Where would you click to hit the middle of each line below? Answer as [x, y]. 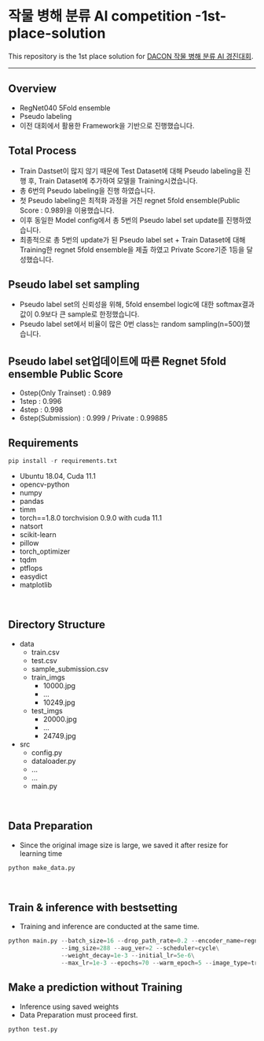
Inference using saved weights [69, 1006]
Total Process [42, 151]
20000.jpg [60, 719]
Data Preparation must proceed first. [79, 1015]
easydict [33, 576]
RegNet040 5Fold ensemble [65, 108]
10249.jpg [59, 702]
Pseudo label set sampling [74, 284]
